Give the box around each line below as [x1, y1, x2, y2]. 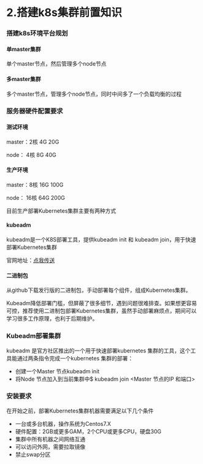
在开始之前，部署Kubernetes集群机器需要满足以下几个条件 [6, 407, 154, 414]
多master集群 [6, 75, 41, 83]
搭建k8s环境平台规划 [6, 29, 69, 37]
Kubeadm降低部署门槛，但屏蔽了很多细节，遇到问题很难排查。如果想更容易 [6, 300, 197, 307]
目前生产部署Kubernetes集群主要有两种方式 [6, 207, 117, 215]
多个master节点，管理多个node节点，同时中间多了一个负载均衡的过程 [6, 90, 182, 97]
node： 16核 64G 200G [6, 194, 66, 201]
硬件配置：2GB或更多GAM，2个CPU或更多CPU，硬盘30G [15, 427, 162, 435]
